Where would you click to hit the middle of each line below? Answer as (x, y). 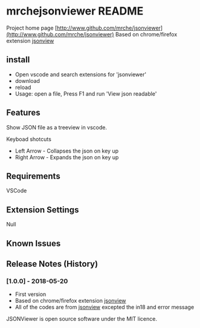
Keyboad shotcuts (29, 139)
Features (23, 113)
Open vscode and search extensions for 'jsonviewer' (81, 74)
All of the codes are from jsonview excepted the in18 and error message (105, 307)
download (27, 80)
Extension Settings (43, 210)
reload (23, 87)
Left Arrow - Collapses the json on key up (67, 151)
